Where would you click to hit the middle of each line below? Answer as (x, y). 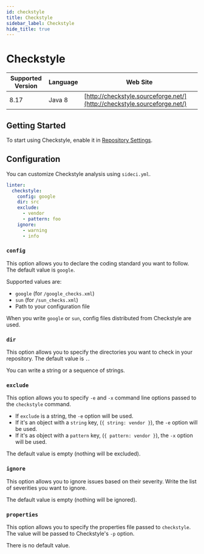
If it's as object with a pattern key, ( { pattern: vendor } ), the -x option (104, 435)
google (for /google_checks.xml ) (55, 293)
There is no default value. (38, 545)
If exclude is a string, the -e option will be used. (74, 416)
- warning (35, 230)
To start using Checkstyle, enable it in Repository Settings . (80, 140)
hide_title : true (28, 29)
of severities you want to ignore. (46, 488)
